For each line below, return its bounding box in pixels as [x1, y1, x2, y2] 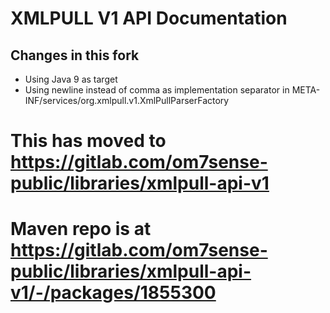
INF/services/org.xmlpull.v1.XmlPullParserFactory [24, 95, 230, 106]
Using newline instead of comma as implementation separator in [24, 84, 290, 96]
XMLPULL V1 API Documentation [10, 7, 288, 30]
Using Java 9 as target [24, 73, 118, 85]
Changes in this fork [10, 47, 140, 64]
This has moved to [10, 130, 167, 152]
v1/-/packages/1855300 [10, 282, 217, 304]
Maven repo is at [10, 218, 152, 241]
